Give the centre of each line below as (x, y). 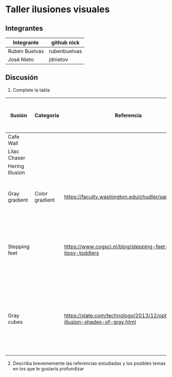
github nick (65, 43)
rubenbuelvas (66, 51)
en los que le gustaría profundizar (48, 368)
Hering (16, 166)
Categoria (47, 115)
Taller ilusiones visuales (58, 9)
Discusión (22, 78)
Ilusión (18, 115)
